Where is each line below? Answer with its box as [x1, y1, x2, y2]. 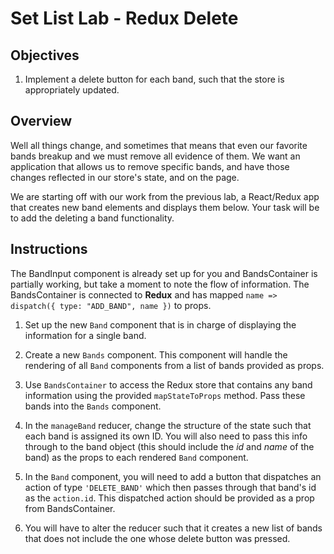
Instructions [10, 241, 88, 258]
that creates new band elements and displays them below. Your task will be [10, 201, 320, 213]
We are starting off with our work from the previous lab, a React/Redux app [10, 190, 320, 202]
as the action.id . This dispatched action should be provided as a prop [24, 492, 315, 504]
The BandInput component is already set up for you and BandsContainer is [10, 267, 318, 279]
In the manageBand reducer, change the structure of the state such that [24, 419, 312, 431]
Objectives [10, 47, 80, 64]
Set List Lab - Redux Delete [10, 7, 239, 30]
